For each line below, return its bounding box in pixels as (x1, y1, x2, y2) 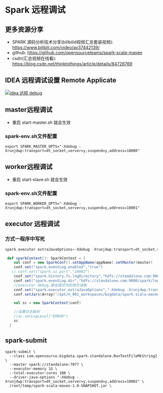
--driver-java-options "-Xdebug (9, 375, 75, 379)
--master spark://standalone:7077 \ (9, 362, 83, 367)
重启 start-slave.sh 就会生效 (12, 176, 68, 182)
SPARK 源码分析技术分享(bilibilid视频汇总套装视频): (12, 39, 114, 45)
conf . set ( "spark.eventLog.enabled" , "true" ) (14, 265, 103, 270)
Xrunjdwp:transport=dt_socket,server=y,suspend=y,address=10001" (5, 205, 140, 210)
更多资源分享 (5, 25, 44, 34)
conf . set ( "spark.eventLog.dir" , (14, 278, 79, 283)
